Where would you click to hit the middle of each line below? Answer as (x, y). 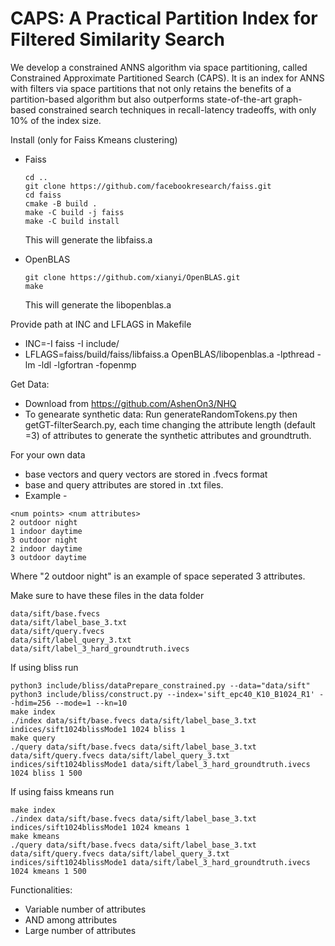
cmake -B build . (61, 203)
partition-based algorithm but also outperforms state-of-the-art (141, 99)
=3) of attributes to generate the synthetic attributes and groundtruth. (168, 435)
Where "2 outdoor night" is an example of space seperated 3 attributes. (158, 576)
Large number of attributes (80, 930)
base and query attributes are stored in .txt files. (124, 484)
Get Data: (30, 384)
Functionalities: (41, 889)
